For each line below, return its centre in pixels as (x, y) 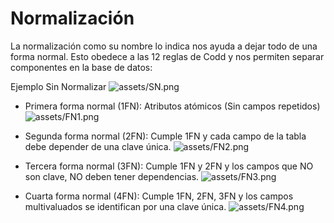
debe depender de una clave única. (98, 146)
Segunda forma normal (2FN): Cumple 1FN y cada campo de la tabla (165, 136)
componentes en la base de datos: (81, 67)
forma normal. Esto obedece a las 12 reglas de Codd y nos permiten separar (167, 56)
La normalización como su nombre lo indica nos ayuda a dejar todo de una (164, 46)
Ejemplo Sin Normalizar (58, 86)
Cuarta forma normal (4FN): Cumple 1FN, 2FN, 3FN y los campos (159, 196)
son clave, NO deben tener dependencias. (112, 176)
